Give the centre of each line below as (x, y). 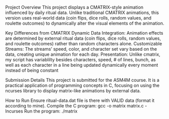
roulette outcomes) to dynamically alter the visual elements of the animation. (85, 23)
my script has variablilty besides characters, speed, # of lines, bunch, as (80, 59)
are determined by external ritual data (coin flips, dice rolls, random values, (83, 38)
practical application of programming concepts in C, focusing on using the (82, 85)
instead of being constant (32, 70)
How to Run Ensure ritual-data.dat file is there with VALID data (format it (80, 100)
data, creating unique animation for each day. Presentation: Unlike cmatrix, (83, 54)
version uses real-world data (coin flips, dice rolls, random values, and (78, 18)
